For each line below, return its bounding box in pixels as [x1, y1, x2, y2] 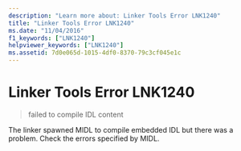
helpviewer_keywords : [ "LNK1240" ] [8, 42, 125, 50]
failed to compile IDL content [27, 109, 124, 119]
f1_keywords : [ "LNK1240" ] [8, 34, 95, 42]
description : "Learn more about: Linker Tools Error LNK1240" [8, 11, 221, 20]
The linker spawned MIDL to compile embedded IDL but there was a [8, 125, 234, 134]
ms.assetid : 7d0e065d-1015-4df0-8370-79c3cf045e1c [8, 49, 182, 57]
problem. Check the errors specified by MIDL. [8, 133, 160, 143]
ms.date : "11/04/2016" [8, 26, 84, 34]
